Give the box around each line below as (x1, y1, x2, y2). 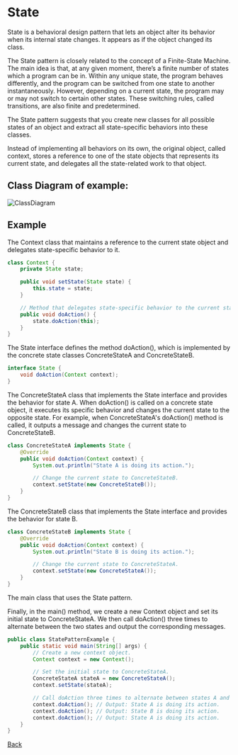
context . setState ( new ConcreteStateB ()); (33, 481, 157, 489)
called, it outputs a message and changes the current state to (7, 421, 186, 429)
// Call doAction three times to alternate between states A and (33, 695, 230, 702)
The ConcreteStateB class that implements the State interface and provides (7, 507, 228, 516)
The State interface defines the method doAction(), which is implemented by (7, 344, 231, 352)
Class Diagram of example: (7, 180, 129, 192)
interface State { (7, 365, 62, 372)
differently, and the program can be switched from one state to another (7, 79, 215, 87)
